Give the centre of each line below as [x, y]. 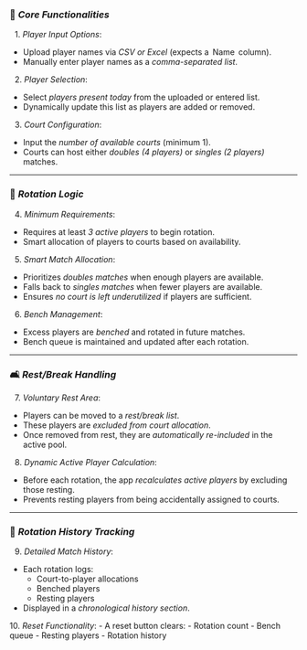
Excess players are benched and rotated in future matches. [134, 332]
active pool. [45, 444]
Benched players [68, 589]
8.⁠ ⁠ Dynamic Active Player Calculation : [86, 462]
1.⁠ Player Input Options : [58, 35]
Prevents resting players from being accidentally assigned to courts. [151, 499]
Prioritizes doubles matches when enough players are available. [143, 277]
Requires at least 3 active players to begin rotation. [119, 231]
